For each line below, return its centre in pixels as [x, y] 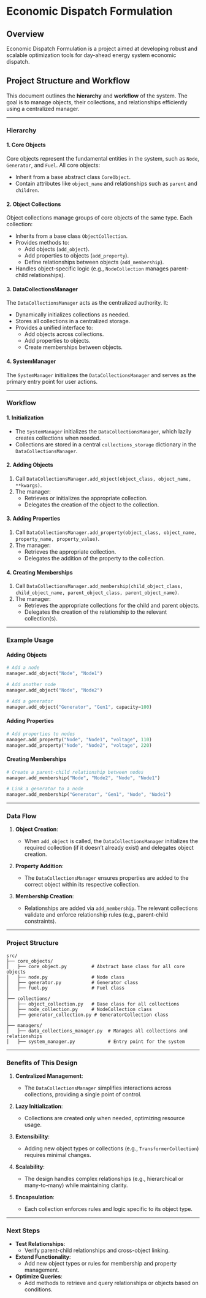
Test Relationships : [40, 1244]
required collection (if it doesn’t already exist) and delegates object [109, 848]
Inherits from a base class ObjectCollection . [71, 236]
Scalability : [30, 1167]
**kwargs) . [29, 485]
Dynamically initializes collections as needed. [72, 315]
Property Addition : [39, 866]
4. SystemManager [31, 361]
